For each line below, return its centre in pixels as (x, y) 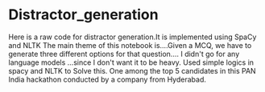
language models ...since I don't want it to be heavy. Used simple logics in (131, 62)
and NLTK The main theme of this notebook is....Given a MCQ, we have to (130, 45)
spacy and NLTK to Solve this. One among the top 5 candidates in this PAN (132, 70)
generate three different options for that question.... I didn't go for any (124, 54)
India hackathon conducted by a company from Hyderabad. (108, 79)
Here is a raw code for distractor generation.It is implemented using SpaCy (132, 37)
